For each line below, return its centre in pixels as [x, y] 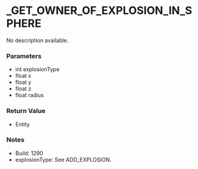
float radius [30, 95]
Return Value [26, 111]
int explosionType [37, 69]
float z [23, 89]
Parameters [24, 56]
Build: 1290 [29, 153]
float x [23, 76]
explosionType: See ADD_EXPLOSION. [63, 159]
